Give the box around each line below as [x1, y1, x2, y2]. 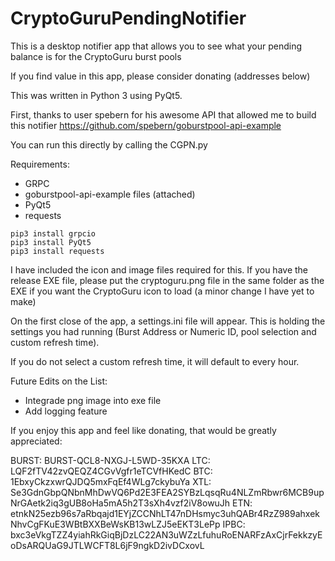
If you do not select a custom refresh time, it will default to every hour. [10, 355, 300, 367]
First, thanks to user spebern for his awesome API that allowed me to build [10, 108, 317, 121]
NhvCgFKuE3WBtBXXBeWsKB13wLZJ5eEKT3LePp [10, 518, 221, 530]
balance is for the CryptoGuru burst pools [10, 50, 182, 62]
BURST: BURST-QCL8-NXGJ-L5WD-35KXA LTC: [10, 454, 211, 466]
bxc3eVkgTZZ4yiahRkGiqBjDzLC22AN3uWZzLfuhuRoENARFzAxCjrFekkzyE [10, 528, 323, 541]
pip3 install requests [10, 246, 105, 256]
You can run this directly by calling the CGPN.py [10, 138, 208, 151]
